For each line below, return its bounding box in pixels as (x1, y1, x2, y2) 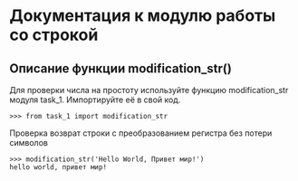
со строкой (9, 24, 99, 45)
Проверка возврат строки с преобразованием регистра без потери (9, 128, 273, 138)
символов (9, 138, 48, 148)
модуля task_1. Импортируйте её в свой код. (9, 94, 181, 105)
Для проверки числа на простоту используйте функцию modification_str (9, 85, 289, 95)
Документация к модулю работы (9, 5, 276, 26)
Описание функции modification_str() (9, 61, 233, 76)
